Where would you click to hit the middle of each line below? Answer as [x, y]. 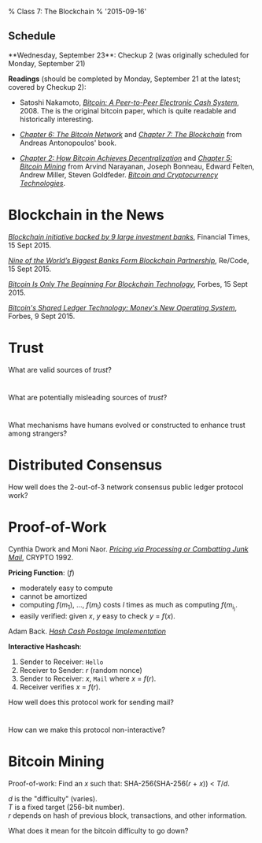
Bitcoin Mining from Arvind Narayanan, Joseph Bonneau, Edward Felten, [137, 166]
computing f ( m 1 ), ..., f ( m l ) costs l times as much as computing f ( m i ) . [129, 606]
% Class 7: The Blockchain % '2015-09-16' [77, 11]
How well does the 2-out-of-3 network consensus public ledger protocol [126, 487]
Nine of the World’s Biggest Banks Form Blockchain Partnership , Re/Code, [129, 260]
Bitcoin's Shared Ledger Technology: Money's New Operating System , [123, 307]
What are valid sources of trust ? [60, 370]
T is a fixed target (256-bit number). [66, 808]
